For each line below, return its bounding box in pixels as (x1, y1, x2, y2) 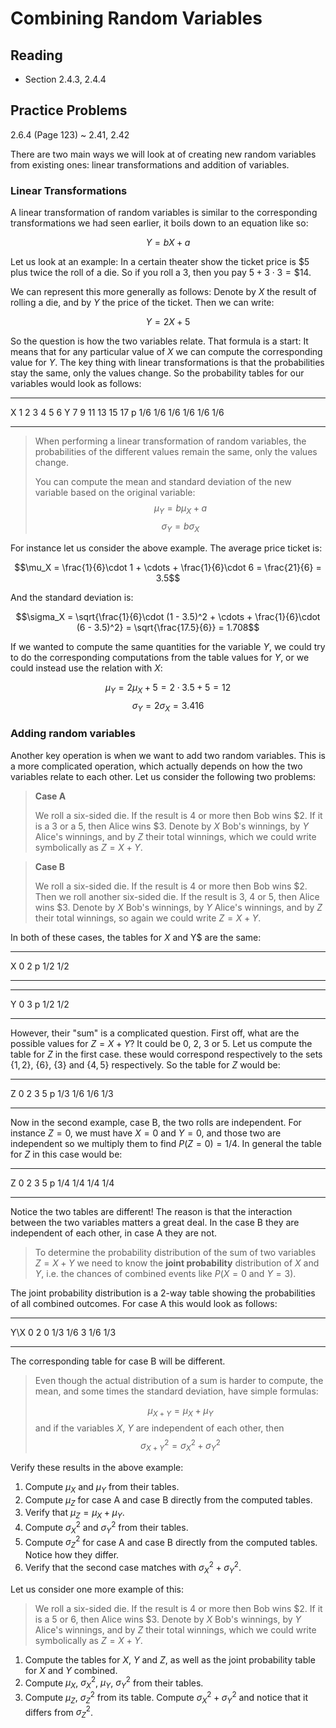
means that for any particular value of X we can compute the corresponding (10, 346, 323, 358)
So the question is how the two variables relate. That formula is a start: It (10, 335, 309, 347)
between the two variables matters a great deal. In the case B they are (10, 1216, 300, 1228)
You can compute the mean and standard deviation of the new (34, 476, 292, 488)
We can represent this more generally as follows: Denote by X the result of (10, 286, 317, 298)
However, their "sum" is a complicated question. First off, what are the (10, 1027, 300, 1039)
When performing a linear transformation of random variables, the (34, 435, 307, 447)
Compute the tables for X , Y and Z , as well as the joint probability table (24, 1653, 316, 1666)
